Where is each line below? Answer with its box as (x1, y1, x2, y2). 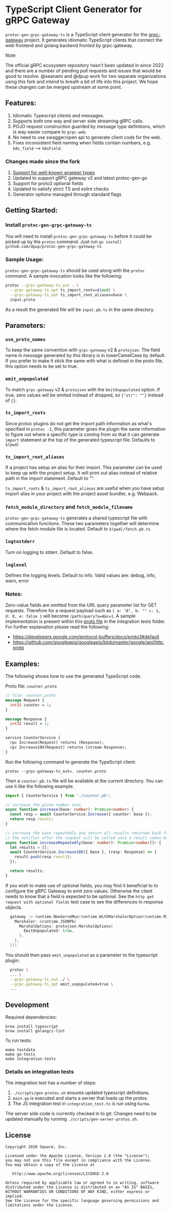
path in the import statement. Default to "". (5, 475, 95, 482)
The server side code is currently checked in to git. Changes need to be (5, 1111, 157, 1117)
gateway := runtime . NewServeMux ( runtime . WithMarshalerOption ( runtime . (10, 914, 164, 919)
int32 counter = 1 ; (10, 702, 52, 707)
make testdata (5, 1048, 36, 1053)
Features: (5, 99, 37, 108)
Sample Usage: (5, 256, 44, 263)
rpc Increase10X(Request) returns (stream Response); (10, 744, 127, 750)
